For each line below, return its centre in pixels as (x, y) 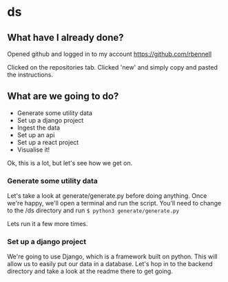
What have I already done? (65, 38)
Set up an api (36, 134)
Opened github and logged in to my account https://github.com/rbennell (110, 54)
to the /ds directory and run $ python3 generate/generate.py (93, 210)
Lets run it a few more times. (48, 224)
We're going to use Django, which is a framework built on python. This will (113, 256)
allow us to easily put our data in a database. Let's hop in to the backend (110, 264)
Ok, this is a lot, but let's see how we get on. (70, 163)
